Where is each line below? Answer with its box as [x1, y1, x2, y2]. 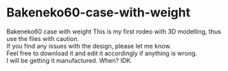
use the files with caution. [6, 34, 80, 42]
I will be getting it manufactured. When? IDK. [6, 56, 133, 64]
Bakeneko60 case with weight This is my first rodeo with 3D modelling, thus [6, 27, 221, 35]
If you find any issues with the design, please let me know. [6, 42, 172, 50]
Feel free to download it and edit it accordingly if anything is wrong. [6, 49, 197, 57]
